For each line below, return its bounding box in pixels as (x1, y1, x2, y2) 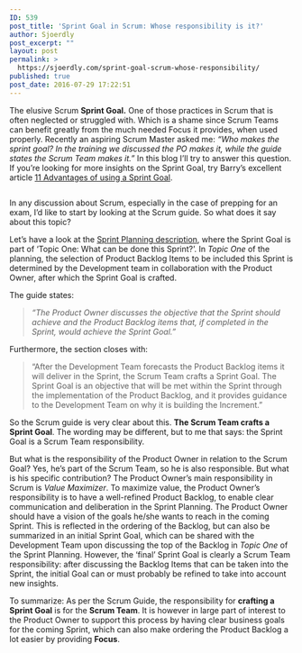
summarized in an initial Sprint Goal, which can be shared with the (9, 530, 255, 540)
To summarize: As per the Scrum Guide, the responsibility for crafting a (9, 595, 275, 606)
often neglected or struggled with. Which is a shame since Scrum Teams (9, 114, 279, 125)
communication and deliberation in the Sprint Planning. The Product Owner (9, 501, 288, 512)
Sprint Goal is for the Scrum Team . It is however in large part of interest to (9, 604, 286, 615)
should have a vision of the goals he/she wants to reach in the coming (9, 511, 270, 521)
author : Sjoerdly (9, 30, 75, 39)
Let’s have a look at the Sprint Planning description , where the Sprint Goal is (9, 233, 291, 244)
